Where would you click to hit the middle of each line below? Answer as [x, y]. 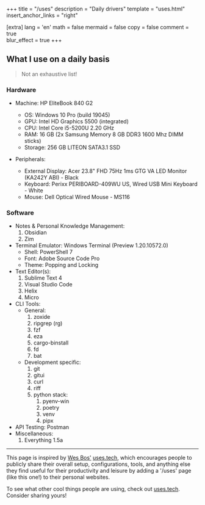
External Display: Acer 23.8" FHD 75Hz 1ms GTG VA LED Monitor [106, 171]
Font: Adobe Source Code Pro [62, 258]
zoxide [42, 317]
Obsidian [35, 233]
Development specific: [52, 362]
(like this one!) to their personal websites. [58, 477]
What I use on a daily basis [58, 60]
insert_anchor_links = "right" [42, 15]
